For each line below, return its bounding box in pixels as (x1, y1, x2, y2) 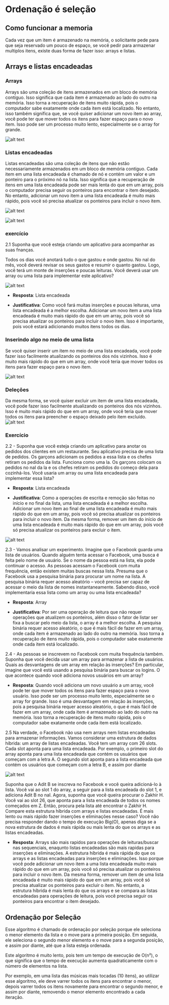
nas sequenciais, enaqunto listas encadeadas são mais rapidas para (12, 844, 155, 851)
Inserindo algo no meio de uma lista (5, 336, 94, 343)
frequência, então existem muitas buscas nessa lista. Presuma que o (5, 568, 148, 574)
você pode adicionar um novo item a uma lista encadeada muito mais (12, 861, 157, 867)
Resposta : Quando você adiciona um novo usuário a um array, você (12, 682, 154, 689)
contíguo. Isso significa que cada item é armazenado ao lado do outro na (5, 94, 157, 100)
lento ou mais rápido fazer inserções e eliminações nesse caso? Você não (5, 814, 159, 820)
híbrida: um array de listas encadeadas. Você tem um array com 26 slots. (5, 740, 157, 747)
